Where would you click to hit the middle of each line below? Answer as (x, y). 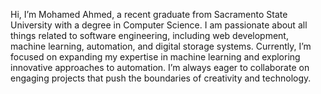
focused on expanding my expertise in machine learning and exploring (155, 57)
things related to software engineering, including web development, (149, 35)
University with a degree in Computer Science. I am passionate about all (159, 25)
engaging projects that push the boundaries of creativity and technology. (161, 78)
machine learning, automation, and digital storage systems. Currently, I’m (161, 46)
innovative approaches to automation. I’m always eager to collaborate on (160, 67)
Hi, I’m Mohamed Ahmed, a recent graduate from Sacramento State (149, 14)
